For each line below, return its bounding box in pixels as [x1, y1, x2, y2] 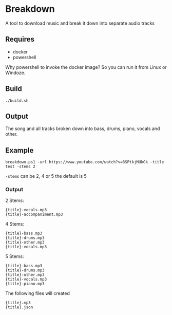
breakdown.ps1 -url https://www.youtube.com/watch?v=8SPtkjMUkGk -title [5, 160, 164, 165]
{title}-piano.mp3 [5, 281, 45, 287]
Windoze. [5, 69, 26, 76]
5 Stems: [5, 253, 24, 260]
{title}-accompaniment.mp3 [5, 212, 63, 217]
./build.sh [5, 98, 29, 103]
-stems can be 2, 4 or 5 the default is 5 [5, 173, 87, 179]
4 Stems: [5, 221, 25, 227]
